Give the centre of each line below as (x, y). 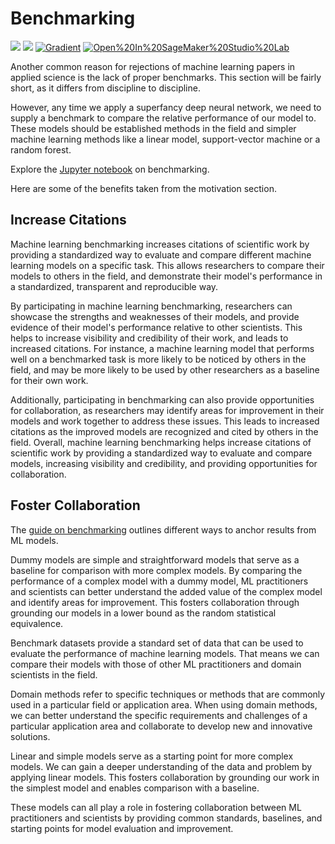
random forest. (41, 149)
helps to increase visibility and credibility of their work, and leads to (149, 338)
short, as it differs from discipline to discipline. (105, 88)
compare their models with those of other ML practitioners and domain (156, 664)
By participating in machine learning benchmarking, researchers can (151, 306)
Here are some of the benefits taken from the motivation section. (143, 188)
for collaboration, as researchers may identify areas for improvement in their (167, 410)
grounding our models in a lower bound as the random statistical (143, 613)
